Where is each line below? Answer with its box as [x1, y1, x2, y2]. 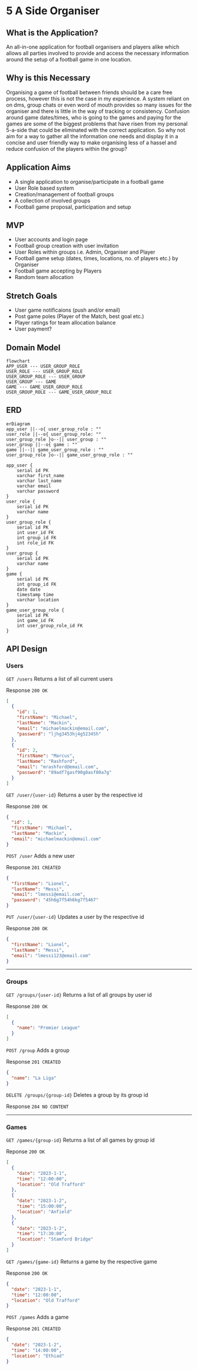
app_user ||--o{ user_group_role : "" [6, 426, 101, 432]
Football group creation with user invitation [14, 242, 119, 250]
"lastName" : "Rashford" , [16, 759, 78, 765]
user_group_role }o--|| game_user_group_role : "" [6, 452, 133, 458]
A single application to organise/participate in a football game [14, 178, 164, 185]
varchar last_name [16, 478, 62, 484]
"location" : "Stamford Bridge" [16, 1236, 94, 1242]
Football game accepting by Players [14, 267, 102, 274]
